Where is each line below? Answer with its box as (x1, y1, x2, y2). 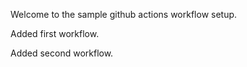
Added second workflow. (10, 47, 114, 59)
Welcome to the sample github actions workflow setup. (10, 9, 238, 20)
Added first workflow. (10, 28, 100, 39)
